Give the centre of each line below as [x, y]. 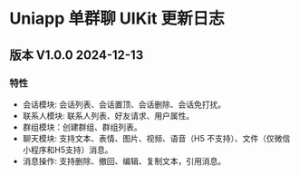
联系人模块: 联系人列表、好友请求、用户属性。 [108, 115]
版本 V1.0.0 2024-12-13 [77, 55]
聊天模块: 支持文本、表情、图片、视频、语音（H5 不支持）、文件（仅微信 [156, 138]
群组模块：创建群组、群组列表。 [82, 127]
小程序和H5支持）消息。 [68, 150]
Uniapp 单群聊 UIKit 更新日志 [117, 19]
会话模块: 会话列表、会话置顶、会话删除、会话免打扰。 [124, 104]
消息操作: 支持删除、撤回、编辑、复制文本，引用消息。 [124, 160]
